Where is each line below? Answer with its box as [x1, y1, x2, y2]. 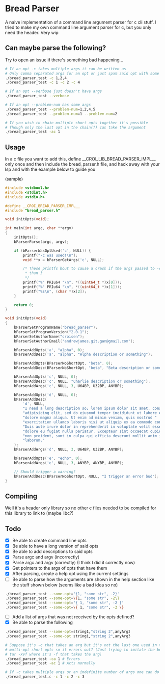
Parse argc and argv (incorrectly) [12, 554, 80, 560]
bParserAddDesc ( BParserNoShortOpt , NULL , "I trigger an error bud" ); [14, 474, 160, 479]
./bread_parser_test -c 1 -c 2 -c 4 [5, 80, 80, 85]
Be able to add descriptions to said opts [12, 549, 93, 554]
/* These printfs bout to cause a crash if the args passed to [23, 266, 155, 271]
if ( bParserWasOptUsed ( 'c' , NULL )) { [14, 248, 91, 253]
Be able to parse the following [12, 619, 73, 626]
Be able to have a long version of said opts [12, 543, 99, 549]
